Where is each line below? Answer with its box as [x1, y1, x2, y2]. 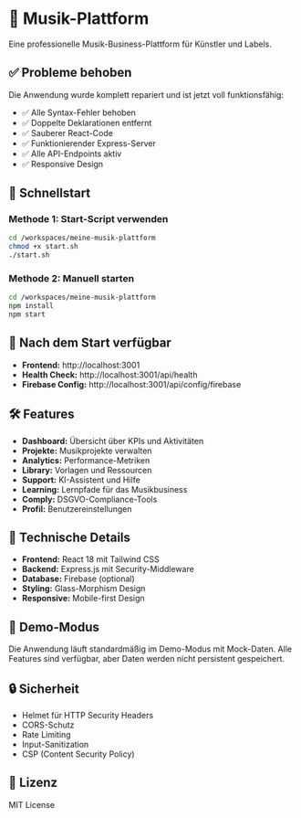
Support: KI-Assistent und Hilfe [21, 474, 140, 485]
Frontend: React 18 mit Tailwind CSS [21, 554, 161, 565]
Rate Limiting [21, 729, 71, 740]
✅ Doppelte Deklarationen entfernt [21, 117, 152, 128]
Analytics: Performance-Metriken [21, 454, 150, 465]
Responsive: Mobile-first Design [21, 593, 145, 604]
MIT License [8, 799, 56, 810]
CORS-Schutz [21, 719, 75, 730]
